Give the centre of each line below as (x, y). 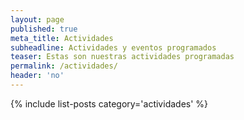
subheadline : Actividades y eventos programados (113, 47)
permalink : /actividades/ (64, 66)
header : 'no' (37, 76)
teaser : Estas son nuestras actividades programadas (122, 57)
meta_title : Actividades (62, 38)
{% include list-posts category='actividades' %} (109, 103)
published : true (44, 29)
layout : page (37, 19)
